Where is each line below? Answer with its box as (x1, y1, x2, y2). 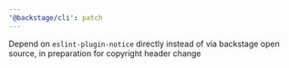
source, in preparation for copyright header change (8, 47, 201, 59)
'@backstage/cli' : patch (8, 13, 103, 23)
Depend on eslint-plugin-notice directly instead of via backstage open (8, 38, 280, 49)
